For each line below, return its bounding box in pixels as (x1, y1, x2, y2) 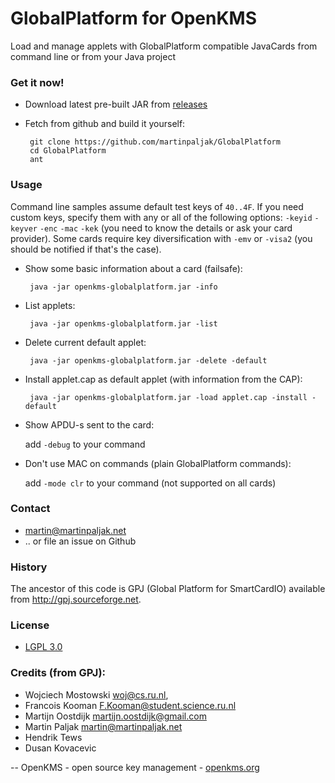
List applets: (24, 299, 76, 311)
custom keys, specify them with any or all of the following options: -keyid (10, 211, 313, 223)
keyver (10, 223, 38, 234)
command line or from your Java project (10, 50, 176, 62)
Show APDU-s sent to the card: (24, 418, 155, 431)
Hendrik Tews (24, 731, 83, 743)
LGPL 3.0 (24, 641, 63, 653)
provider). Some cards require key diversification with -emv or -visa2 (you (10, 232, 313, 244)
